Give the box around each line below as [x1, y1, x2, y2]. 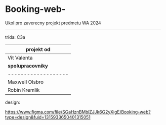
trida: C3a [5, 34, 26, 40]
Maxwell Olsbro [7, 78, 44, 85]
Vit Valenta [7, 54, 33, 61]
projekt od [25, 46, 51, 53]
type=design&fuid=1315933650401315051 [5, 114, 90, 120]
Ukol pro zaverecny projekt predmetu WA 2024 [5, 20, 101, 26]
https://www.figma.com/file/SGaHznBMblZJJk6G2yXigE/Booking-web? [5, 109, 151, 115]
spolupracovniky [7, 62, 48, 69]
